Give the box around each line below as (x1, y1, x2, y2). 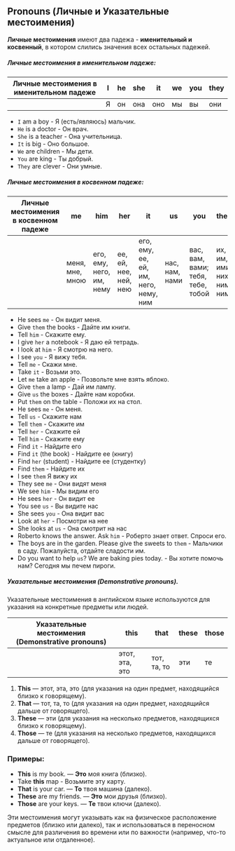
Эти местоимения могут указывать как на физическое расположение (7, 813, 217, 822)
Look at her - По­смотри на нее (17, 516, 108, 525)
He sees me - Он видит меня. (17, 315, 102, 323)
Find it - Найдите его (17, 442, 82, 450)
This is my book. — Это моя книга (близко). (17, 770, 147, 778)
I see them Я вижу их (17, 471, 78, 480)
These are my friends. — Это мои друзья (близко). (17, 792, 167, 800)
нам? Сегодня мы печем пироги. (17, 561, 116, 570)
